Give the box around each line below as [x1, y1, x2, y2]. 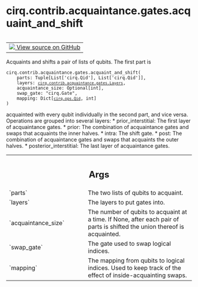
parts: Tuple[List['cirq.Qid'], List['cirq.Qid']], [16, 75, 146, 81]
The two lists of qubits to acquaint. [88, 189, 184, 197]
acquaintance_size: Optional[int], [16, 85, 104, 91]
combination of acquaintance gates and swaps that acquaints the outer [6, 136, 179, 143]
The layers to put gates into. [88, 199, 165, 207]
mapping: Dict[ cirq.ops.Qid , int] [16, 95, 97, 101]
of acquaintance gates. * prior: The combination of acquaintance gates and [6, 123, 189, 130]
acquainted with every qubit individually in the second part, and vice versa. [6, 111, 189, 118]
